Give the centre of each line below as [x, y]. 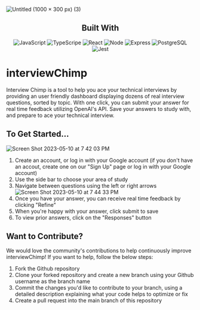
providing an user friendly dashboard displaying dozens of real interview [96, 96]
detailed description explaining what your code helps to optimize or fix [101, 294]
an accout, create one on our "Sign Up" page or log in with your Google [103, 166]
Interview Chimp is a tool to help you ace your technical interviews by [92, 89]
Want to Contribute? [45, 236]
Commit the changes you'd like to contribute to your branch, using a [99, 288]
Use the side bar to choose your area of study [71, 179]
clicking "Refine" [36, 204]
